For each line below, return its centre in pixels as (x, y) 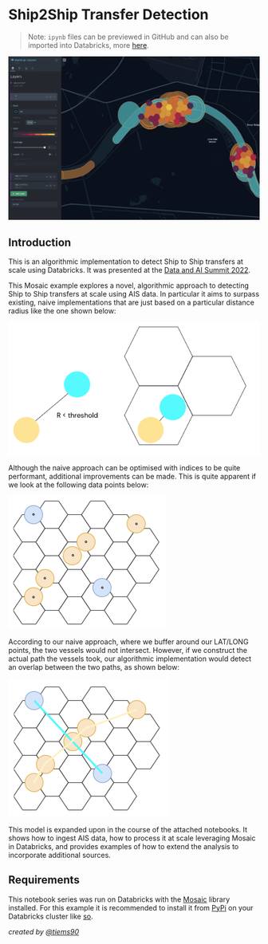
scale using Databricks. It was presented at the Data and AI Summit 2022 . (130, 270)
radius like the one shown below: (62, 311)
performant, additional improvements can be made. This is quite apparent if (132, 476)
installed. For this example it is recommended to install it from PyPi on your (131, 907)
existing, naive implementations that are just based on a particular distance (132, 303)
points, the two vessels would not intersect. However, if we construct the (128, 650)
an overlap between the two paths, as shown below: (94, 667)
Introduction (40, 242)
